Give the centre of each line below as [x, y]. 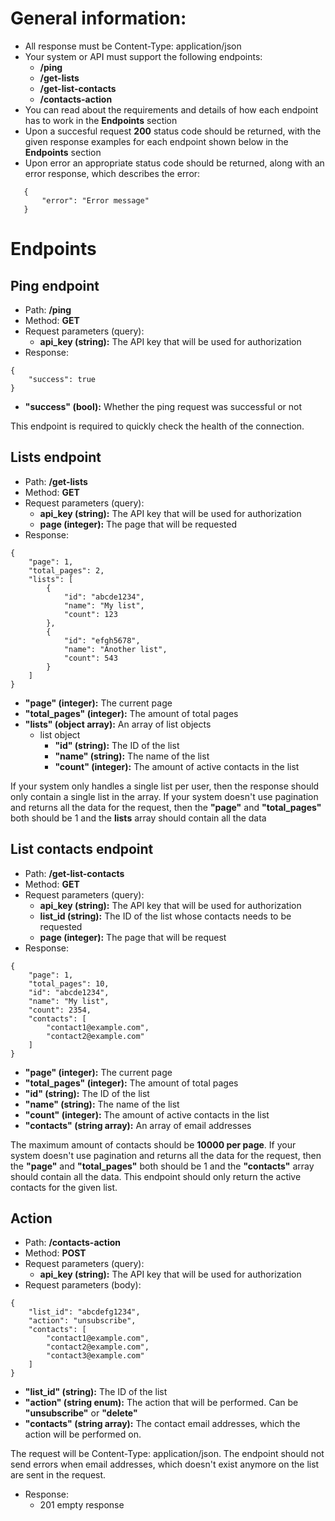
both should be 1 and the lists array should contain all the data [138, 818]
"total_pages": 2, [66, 570]
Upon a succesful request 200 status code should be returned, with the [173, 131]
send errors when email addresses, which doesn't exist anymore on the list [165, 1464]
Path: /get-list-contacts [74, 873]
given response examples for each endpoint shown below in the [156, 141]
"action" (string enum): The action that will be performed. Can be [161, 1403]
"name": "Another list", [115, 649]
